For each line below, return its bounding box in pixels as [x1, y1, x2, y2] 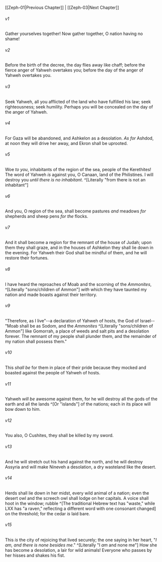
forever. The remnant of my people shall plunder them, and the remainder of [5, 333, 157, 339]
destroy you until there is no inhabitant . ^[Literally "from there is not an [5, 177, 146, 183]
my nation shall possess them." [5, 338, 67, 344]
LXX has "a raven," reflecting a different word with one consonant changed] [5, 506, 156, 511]
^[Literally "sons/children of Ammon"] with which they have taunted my [5, 286, 147, 292]
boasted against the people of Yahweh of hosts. [5, 370, 101, 376]
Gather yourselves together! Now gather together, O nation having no [5, 31, 143, 36]
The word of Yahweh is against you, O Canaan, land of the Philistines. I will [5, 172, 154, 177]
